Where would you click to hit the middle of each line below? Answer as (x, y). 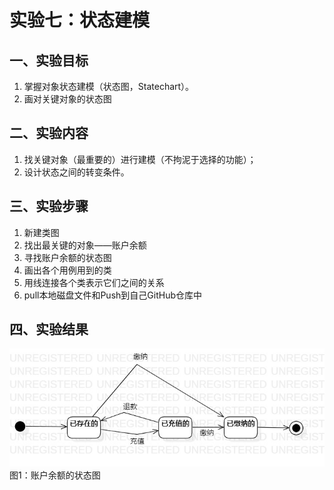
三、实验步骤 (49, 206)
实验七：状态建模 (80, 20)
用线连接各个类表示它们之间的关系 (94, 282)
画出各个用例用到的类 (67, 270)
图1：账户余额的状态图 (55, 475)
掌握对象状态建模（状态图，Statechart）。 (109, 86)
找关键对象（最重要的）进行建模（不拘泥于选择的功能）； (140, 159)
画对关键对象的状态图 (67, 99)
